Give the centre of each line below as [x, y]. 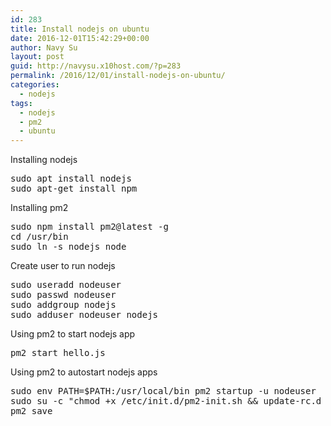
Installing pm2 [39, 208]
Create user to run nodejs [63, 266]
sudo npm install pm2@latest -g [89, 227]
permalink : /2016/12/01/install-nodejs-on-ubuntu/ [118, 76]
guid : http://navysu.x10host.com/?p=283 [96, 66]
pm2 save [31, 411]
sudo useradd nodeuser [66, 285]
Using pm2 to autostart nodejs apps [84, 372]
